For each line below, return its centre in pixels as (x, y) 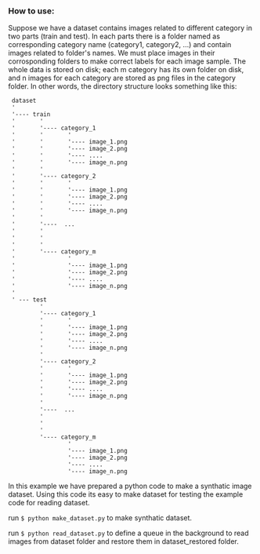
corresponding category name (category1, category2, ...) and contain (120, 45)
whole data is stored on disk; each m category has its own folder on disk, (126, 70)
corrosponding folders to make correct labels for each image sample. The (127, 61)
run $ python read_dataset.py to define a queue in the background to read (128, 533)
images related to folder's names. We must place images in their (112, 53)
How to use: (31, 11)
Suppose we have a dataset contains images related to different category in (130, 28)
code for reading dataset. (49, 503)
